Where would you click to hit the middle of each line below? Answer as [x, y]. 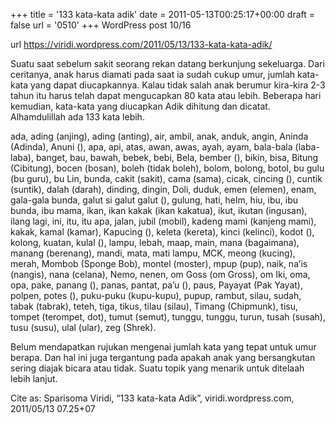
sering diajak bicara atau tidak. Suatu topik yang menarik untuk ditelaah [157, 368]
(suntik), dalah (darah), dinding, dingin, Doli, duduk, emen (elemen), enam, [163, 189]
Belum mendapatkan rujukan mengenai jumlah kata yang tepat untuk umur [163, 347]
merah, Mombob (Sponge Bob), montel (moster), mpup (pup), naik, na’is [159, 263]
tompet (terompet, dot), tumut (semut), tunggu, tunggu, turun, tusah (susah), [168, 317]
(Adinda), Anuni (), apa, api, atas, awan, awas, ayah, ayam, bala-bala [151, 147]
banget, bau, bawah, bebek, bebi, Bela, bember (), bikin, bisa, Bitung [177, 157]
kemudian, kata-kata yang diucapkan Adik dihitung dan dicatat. [140, 106]
